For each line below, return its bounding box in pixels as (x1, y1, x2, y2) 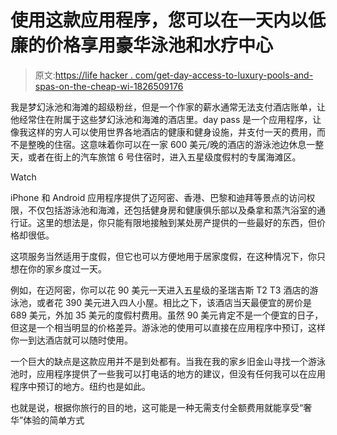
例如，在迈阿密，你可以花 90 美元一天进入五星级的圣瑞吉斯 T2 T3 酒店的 (10, 284, 310, 296)
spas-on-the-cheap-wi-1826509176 (34, 80, 184, 92)
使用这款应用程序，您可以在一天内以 (10, 9, 309, 32)
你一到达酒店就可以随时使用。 (10, 334, 133, 346)
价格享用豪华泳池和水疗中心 (45, 34, 274, 57)
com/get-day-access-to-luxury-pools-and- (134, 69, 314, 81)
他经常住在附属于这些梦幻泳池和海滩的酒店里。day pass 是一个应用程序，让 (10, 113, 322, 125)
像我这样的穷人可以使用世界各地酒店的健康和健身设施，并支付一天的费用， (10, 126, 317, 138)
